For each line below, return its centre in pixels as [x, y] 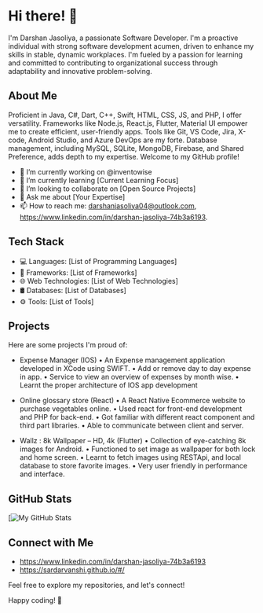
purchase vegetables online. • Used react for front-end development [131, 409]
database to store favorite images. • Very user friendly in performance [133, 466]
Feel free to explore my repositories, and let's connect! [97, 585]
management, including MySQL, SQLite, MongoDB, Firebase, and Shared [126, 148]
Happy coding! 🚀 [35, 600]
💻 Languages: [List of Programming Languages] [98, 261]
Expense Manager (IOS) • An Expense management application [122, 360]
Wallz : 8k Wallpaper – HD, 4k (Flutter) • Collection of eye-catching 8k [133, 441]
